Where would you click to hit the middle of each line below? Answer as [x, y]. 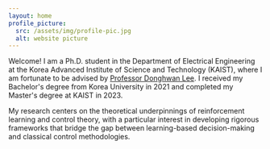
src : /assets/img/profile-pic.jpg [73, 31]
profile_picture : [37, 23]
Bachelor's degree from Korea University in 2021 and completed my [121, 87]
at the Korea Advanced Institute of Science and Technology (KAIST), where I [135, 70]
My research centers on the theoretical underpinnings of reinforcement [127, 111]
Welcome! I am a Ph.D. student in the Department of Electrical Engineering [132, 61]
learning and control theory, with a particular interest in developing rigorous [134, 120]
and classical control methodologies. [69, 137]
